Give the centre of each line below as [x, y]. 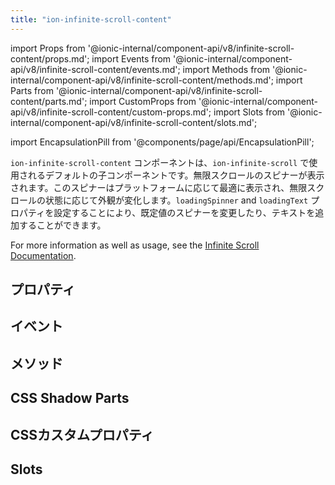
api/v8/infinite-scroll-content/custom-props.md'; [111, 112]
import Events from [131, 58]
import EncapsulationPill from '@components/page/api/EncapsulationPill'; [162, 142]
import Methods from [226, 69]
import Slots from [249, 112]
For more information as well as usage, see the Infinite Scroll [135, 245]
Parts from [32, 90]
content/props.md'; [50, 58]
